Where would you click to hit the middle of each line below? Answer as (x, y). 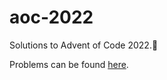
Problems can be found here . (69, 64)
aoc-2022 (51, 17)
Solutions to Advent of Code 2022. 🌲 (84, 45)
